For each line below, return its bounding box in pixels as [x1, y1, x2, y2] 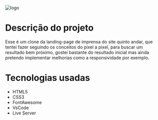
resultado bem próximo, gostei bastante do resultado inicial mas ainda [5, 49, 150, 55]
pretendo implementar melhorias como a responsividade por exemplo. [5, 54, 150, 60]
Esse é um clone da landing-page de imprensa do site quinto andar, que [5, 38, 153, 44]
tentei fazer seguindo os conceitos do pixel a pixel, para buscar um [5, 44, 143, 50]
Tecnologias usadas [5, 72, 90, 83]
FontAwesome [12, 99, 42, 105]
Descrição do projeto [5, 22, 94, 33]
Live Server [12, 110, 36, 116]
